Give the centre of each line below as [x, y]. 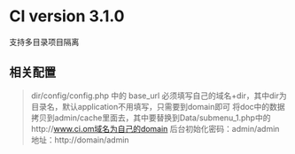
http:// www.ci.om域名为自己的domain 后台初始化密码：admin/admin [155, 128]
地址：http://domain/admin [80, 140]
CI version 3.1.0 [67, 16]
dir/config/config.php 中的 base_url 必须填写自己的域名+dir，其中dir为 [159, 96]
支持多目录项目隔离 [44, 42]
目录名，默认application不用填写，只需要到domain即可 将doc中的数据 [158, 106]
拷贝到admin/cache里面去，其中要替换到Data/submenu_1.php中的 [151, 118]
